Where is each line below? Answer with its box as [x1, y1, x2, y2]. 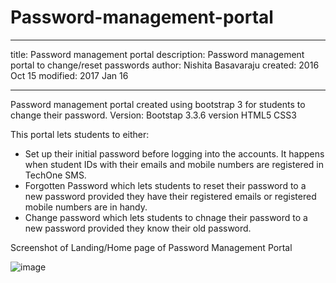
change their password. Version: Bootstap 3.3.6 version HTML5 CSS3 [10, 109, 297, 121]
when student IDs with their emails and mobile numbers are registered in [24, 158, 324, 170]
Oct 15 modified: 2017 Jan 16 [10, 69, 129, 81]
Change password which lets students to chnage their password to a [24, 211, 308, 223]
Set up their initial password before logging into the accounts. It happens [24, 147, 325, 160]
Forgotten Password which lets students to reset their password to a [24, 179, 307, 191]
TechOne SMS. [24, 169, 87, 181]
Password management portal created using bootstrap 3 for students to [10, 98, 306, 110]
